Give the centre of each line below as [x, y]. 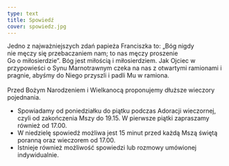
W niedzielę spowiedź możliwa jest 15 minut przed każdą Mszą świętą [117, 133]
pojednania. [24, 98]
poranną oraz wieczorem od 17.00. [66, 140]
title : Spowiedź [31, 20]
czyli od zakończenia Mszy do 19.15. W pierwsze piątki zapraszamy [113, 118]
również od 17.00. [42, 126]
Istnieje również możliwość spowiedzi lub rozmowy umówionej [107, 148]
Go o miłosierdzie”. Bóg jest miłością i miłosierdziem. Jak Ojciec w [101, 61]
